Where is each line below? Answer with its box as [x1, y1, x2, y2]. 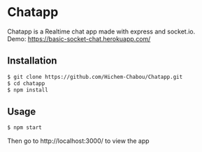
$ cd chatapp [7, 79, 45, 87]
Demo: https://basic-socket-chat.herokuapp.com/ [7, 34, 151, 43]
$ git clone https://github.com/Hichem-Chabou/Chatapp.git [7, 73, 183, 80]
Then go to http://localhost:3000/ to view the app [7, 137, 150, 145]
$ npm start [7, 124, 42, 131]
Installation [7, 55, 57, 67]
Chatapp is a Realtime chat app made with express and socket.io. [7, 27, 196, 36]
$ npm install [7, 86, 49, 93]
